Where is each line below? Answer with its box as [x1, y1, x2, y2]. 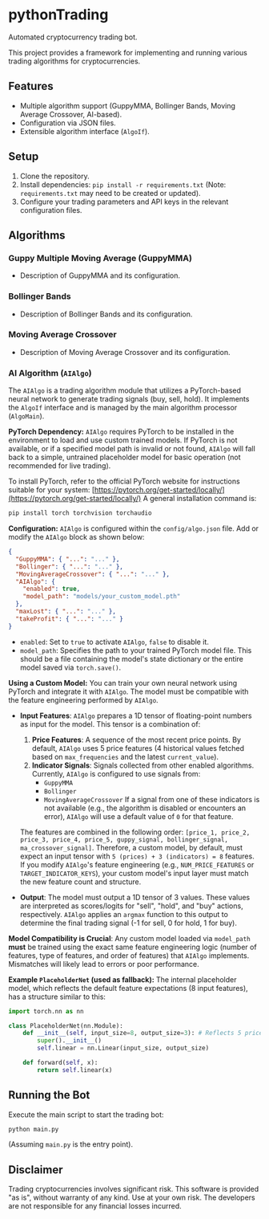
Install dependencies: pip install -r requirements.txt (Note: [19, 179, 227, 190]
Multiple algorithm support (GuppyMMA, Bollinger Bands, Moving [19, 100, 236, 110]
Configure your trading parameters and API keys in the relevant [19, 197, 229, 206]
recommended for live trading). [8, 461, 111, 471]
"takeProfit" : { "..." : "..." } [15, 614, 124, 623]
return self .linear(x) [37, 1066, 113, 1074]
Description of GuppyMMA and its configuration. [19, 271, 181, 280]
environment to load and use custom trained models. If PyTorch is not [8, 435, 238, 445]
